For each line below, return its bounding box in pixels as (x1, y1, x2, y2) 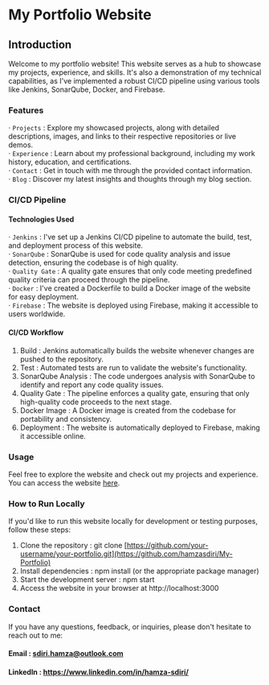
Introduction (8, 38, 72, 52)
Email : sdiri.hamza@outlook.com (8, 649, 124, 658)
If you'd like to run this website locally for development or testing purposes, (8, 517, 259, 526)
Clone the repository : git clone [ (19, 541, 127, 551)
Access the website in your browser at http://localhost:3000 (19, 584, 219, 593)
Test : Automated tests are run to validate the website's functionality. (19, 362, 247, 372)
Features (8, 105, 44, 116)
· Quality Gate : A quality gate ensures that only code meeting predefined (8, 266, 252, 276)
